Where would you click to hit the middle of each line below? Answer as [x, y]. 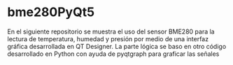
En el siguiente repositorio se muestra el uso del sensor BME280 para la [111, 31]
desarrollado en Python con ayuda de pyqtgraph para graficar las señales [113, 54]
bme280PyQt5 [51, 12]
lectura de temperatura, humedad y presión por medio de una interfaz [108, 38]
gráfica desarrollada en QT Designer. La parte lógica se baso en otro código [117, 46]
